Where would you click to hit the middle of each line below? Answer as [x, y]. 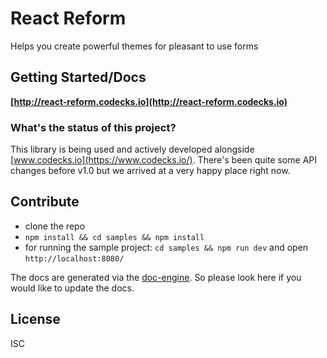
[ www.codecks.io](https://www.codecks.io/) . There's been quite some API [163, 160]
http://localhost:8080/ [74, 258]
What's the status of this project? [93, 127]
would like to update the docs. [72, 288]
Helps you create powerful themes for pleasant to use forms [134, 46]
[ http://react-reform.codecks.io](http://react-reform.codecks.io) [149, 101]
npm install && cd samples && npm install [114, 237]
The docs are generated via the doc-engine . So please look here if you [156, 277]
